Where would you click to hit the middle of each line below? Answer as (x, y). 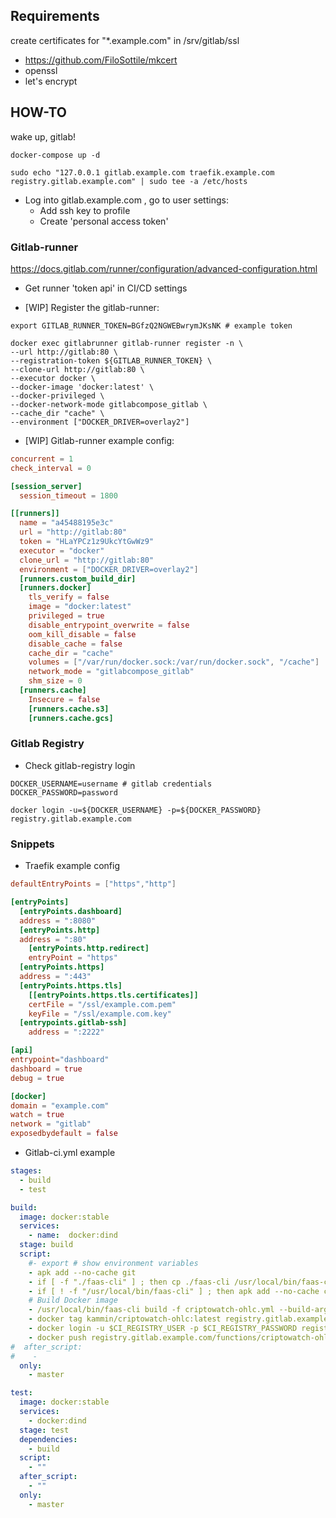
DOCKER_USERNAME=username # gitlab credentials (111, 784)
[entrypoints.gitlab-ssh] (73, 1023)
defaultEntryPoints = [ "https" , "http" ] (93, 884)
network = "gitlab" (51, 1124)
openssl (41, 70)
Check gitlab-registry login (80, 765)
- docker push (57, 1337)
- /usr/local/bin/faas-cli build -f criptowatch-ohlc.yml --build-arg (178, 1310)
